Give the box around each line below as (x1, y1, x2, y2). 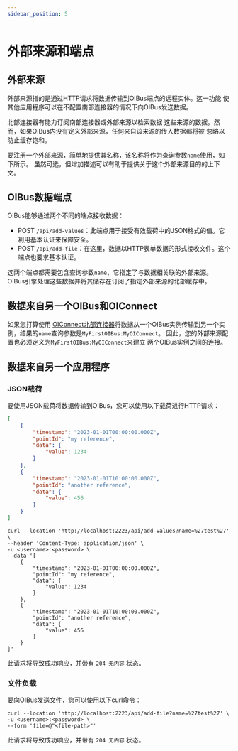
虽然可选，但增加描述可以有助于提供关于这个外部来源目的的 (33, 159, 208, 168)
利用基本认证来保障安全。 (17, 235, 93, 244)
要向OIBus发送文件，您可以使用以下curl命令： (7, 696, 142, 704)
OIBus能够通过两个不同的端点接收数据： (7, 211, 125, 220)
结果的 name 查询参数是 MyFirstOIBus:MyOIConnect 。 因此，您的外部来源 (19, 329, 222, 337)
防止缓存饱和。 (7, 136, 51, 144)
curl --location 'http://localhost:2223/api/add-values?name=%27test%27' (7, 527, 230, 534)
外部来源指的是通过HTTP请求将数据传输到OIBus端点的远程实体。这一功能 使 (7, 94, 229, 102)
